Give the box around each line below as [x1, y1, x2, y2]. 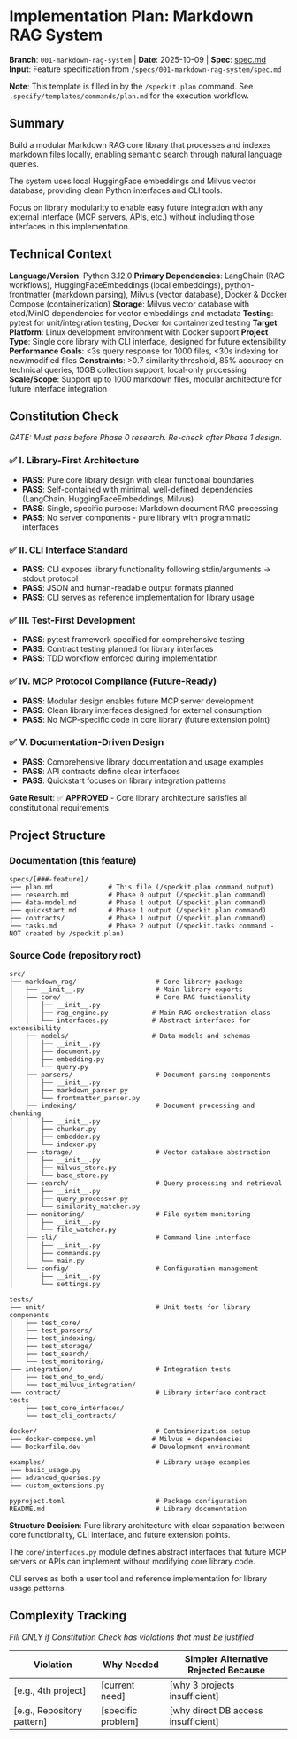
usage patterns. [9, 1582, 67, 1593]
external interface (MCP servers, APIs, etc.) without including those [9, 211, 255, 222]
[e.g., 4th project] [13, 1684, 87, 1696]
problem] [100, 1715, 140, 1727]
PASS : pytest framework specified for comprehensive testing [21, 634, 245, 645]
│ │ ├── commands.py [9, 1248, 101, 1257]
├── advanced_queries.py [9, 1473, 101, 1482]
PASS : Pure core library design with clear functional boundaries [21, 474, 255, 485]
